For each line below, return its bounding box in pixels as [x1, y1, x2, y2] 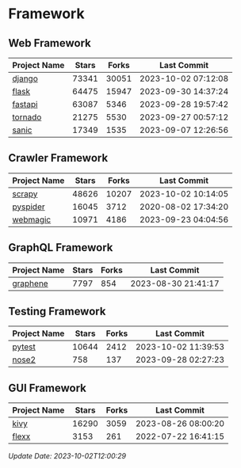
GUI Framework [8, 381, 87, 394]
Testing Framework [8, 305, 106, 318]
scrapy [12, 188, 38, 199]
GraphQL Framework [8, 241, 113, 254]
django [12, 73, 38, 84]
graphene [12, 278, 49, 289]
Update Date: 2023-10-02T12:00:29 [8, 451, 127, 461]
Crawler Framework [8, 151, 109, 165]
